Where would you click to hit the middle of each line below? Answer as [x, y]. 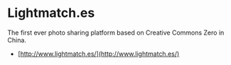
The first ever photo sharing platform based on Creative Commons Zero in [116, 32]
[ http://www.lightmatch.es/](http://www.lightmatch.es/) [98, 54]
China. [17, 40]
